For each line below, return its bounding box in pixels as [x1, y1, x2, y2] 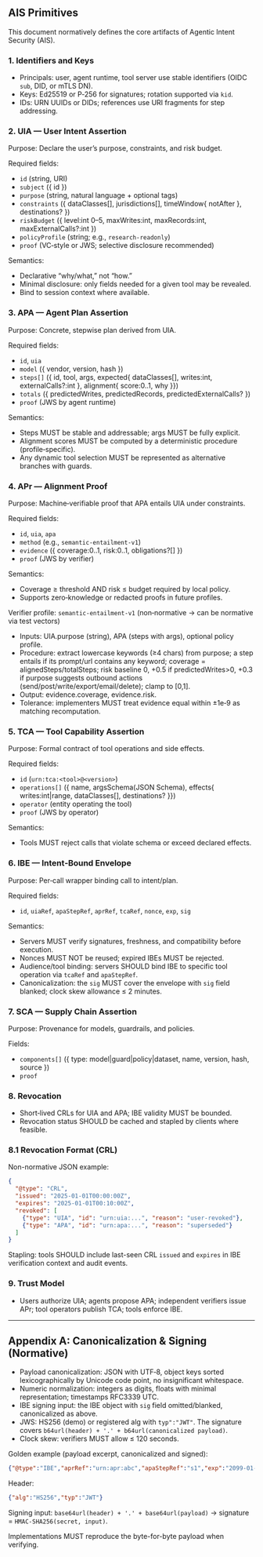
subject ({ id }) [19, 182, 67, 191]
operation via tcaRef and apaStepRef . [19, 969, 139, 979]
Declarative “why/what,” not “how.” [19, 271, 133, 281]
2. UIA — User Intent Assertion [8, 126, 127, 137]
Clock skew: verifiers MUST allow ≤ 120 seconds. [19, 1434, 179, 1443]
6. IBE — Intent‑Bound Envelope [8, 858, 131, 869]
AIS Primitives [8, 6, 78, 20]
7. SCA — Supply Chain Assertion [8, 1006, 137, 1017]
